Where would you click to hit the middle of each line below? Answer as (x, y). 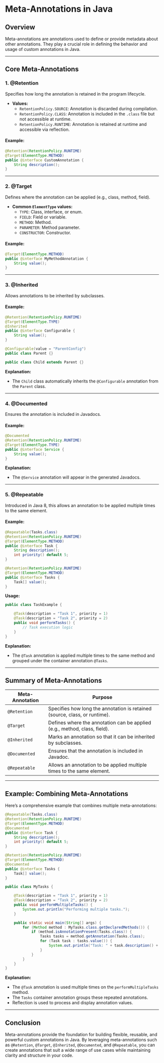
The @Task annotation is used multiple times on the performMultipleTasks (85, 987)
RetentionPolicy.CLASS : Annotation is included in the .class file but (87, 114)
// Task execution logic (48, 627)
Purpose (102, 698)
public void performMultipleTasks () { (53, 905)
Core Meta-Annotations (42, 69)
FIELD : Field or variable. (43, 217)
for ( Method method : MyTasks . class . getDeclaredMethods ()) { (86, 927)
